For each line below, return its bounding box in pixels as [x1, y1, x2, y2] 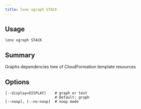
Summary [5, 51, 35, 59]
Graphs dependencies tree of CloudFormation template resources [5, 64, 136, 70]
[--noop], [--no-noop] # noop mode [5, 99, 79, 104]
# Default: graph [55, 95, 90, 100]
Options [5, 78, 30, 86]
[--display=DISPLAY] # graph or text [5, 91, 88, 96]
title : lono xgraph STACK [5, 7, 57, 12]
